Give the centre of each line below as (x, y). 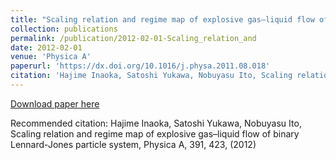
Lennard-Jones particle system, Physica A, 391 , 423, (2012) (133, 144)
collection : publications (64, 29)
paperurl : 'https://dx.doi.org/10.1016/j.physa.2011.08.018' (140, 66)
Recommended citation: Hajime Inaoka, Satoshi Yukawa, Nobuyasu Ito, (156, 123)
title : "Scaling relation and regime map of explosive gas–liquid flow (162, 19)
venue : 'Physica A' (51, 57)
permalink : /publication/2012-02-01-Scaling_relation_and (133, 38)
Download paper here (55, 103)
